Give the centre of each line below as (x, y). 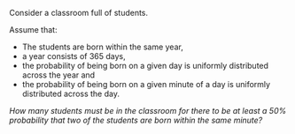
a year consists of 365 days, (74, 56)
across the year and (58, 75)
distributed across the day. (70, 93)
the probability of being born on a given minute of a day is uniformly (146, 84)
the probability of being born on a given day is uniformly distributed (145, 66)
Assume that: (33, 30)
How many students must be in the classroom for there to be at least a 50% (148, 111)
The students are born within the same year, (102, 47)
